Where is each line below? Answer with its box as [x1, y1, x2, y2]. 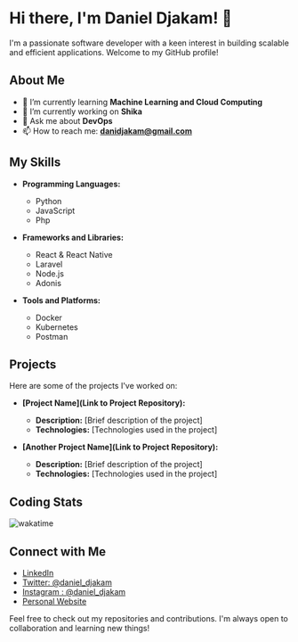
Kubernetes [35, 321, 78, 333]
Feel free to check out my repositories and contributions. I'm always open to [9, 613, 289, 623]
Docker [35, 312, 62, 323]
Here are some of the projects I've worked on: [9, 381, 178, 391]
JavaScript [35, 205, 76, 216]
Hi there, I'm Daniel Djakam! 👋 [9, 8, 233, 29]
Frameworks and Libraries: [21, 232, 125, 243]
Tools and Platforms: [21, 294, 101, 306]
